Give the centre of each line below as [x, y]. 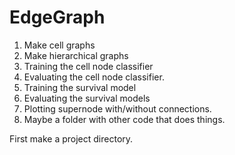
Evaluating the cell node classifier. [94, 77]
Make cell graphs [59, 45]
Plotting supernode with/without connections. [117, 108]
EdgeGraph [57, 17]
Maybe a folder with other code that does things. [124, 119]
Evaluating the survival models [87, 98]
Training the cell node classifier [88, 66]
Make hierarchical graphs [76, 55]
